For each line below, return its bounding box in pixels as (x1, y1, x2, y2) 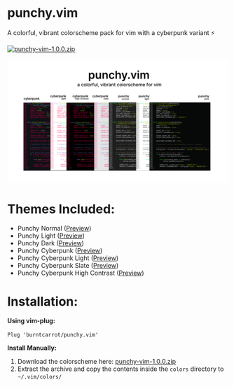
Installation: (7, 293, 78, 309)
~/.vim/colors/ (17, 374, 62, 381)
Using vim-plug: (7, 317, 56, 325)
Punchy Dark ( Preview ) (17, 239, 84, 247)
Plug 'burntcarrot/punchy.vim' (7, 332, 99, 339)
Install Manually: (7, 344, 57, 352)
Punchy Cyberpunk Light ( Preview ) (17, 254, 119, 262)
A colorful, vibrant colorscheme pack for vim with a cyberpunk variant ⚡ (7, 28, 215, 36)
